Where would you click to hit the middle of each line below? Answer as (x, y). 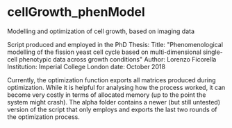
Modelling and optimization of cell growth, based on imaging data (101, 31)
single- (213, 52)
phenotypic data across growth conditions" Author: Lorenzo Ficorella (117, 59)
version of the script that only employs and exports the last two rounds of (112, 109)
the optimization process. (43, 117)
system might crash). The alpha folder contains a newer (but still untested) (114, 102)
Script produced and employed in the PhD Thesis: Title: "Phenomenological (115, 44)
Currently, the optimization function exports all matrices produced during (112, 80)
